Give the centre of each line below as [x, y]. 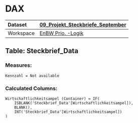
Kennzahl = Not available [32, 76]
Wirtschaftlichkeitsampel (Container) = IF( [52, 98]
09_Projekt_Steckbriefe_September [83, 25]
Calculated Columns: [31, 88]
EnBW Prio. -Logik [61, 33]
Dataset [17, 25]
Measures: [19, 65]
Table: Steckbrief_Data [42, 51]
